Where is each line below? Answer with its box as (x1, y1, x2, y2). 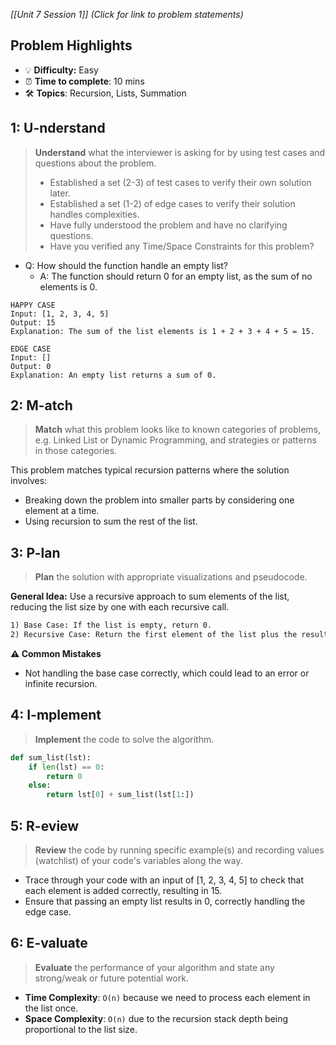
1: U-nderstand (10, 120, 106, 137)
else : (28, 780, 52, 791)
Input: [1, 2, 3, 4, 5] (10, 309, 110, 319)
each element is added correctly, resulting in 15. (24, 885, 223, 896)
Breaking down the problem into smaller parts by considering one (24, 494, 295, 506)
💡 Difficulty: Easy (24, 64, 99, 76)
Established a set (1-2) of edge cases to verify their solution (49, 197, 296, 209)
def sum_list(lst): (10, 752, 92, 763)
